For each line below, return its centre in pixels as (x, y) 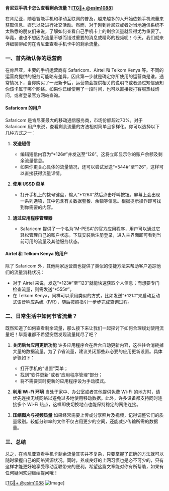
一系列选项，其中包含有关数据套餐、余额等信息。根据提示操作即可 (88, 201)
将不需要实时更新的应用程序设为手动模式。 (64, 381)
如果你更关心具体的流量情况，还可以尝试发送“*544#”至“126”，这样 (90, 167)
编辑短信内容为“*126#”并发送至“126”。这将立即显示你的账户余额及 (89, 154)
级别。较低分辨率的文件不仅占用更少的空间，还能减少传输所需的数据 (88, 421)
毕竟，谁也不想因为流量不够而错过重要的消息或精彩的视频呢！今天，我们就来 (84, 38)
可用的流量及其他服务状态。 (53, 241)
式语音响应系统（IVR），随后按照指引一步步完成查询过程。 (72, 302)
